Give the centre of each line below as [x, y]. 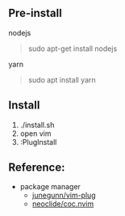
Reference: [37, 168]
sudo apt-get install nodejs [73, 49]
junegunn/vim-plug [64, 195]
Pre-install [35, 13]
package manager [50, 187]
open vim [35, 133]
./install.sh [37, 125]
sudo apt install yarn [62, 79]
